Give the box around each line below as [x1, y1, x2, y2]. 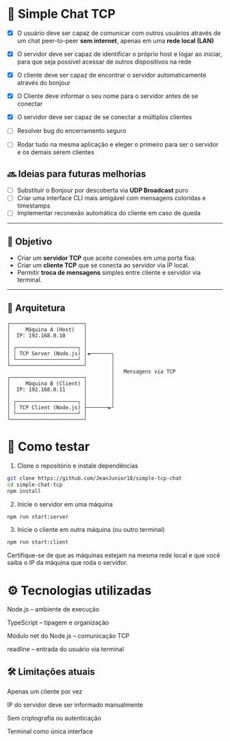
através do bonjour [16, 79, 71, 87]
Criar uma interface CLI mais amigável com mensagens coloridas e [16, 194, 207, 202]
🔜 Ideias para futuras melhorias [7, 168, 146, 180]
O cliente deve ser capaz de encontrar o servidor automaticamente [16, 71, 207, 80]
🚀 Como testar [7, 439, 90, 454]
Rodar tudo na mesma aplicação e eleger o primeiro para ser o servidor [16, 141, 219, 149]
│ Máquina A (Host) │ [7, 326, 88, 333]
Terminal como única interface [7, 727, 94, 736]
